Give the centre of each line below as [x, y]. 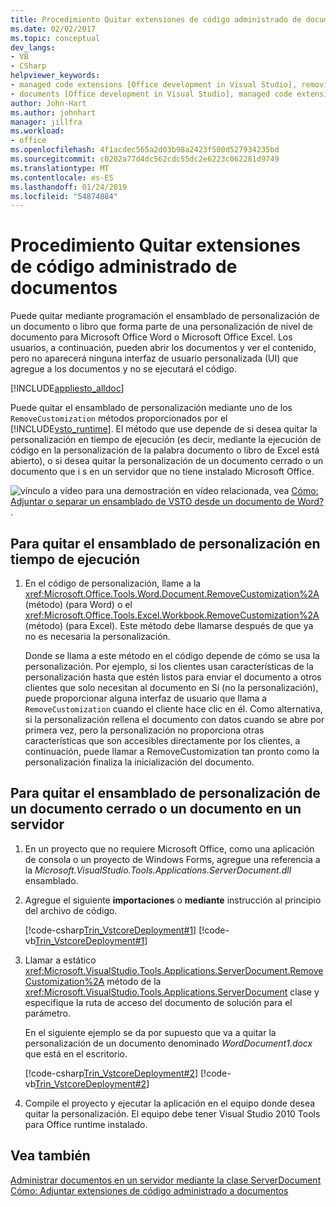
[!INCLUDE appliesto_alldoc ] [67, 388]
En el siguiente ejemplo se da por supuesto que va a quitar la [150, 1032]
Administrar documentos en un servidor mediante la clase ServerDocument [166, 1180]
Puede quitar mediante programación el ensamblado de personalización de [165, 316]
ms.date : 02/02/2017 [53, 29]
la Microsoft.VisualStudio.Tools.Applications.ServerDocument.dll [158, 870]
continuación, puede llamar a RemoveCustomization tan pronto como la [172, 751]
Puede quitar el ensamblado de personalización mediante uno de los [151, 408]
